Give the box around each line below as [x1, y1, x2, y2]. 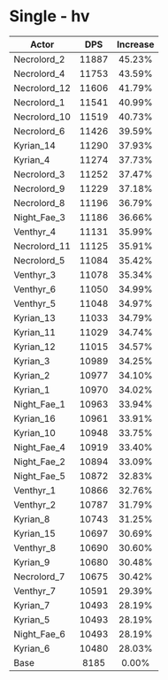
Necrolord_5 [13, 254, 65, 266]
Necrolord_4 [13, 67, 65, 80]
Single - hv [9, 6, 90, 27]
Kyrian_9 [13, 555, 50, 568]
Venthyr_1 [13, 484, 57, 496]
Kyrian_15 [13, 527, 56, 539]
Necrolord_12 [13, 81, 71, 94]
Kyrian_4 [13, 153, 50, 165]
